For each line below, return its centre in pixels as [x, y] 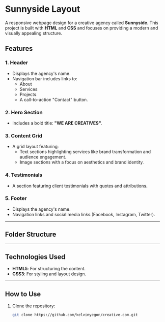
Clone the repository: [34, 306]
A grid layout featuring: [35, 147]
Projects [28, 94]
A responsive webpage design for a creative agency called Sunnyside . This [82, 23]
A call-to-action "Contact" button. [54, 99]
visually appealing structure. [34, 33]
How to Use [23, 294]
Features [19, 48]
